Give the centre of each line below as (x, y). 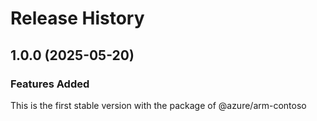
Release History (77, 18)
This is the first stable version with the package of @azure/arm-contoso (158, 105)
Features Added (50, 84)
